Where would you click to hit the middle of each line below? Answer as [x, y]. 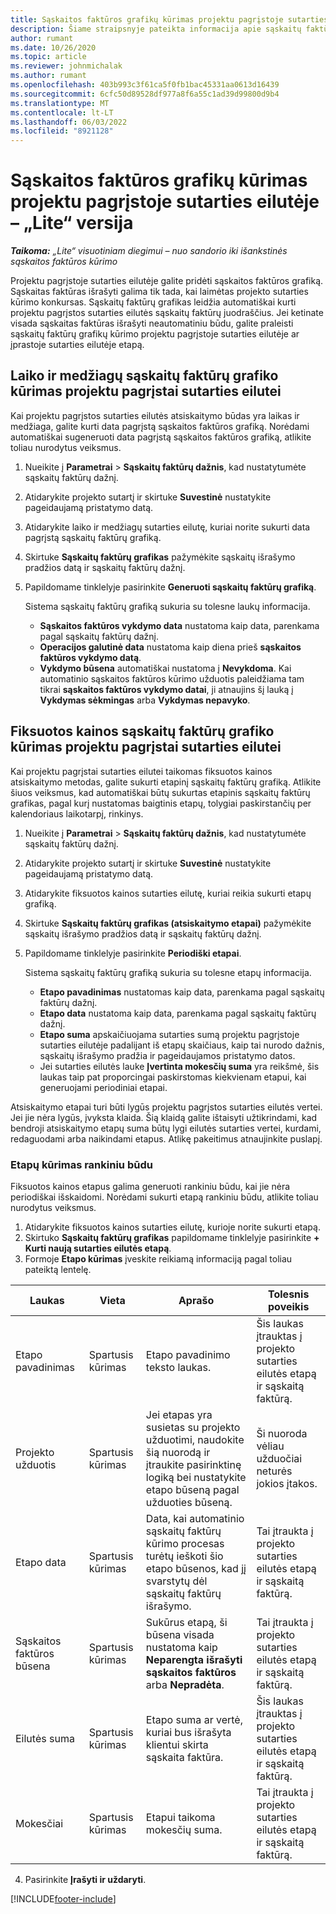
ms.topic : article [48, 57]
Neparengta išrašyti [194, 1659]
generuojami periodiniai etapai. [103, 1087]
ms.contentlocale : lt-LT [62, 112]
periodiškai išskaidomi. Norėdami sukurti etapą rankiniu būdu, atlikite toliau [164, 1197]
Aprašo [196, 1300]
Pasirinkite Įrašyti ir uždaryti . [85, 1879]
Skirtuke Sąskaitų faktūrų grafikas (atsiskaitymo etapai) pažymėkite [168, 923]
